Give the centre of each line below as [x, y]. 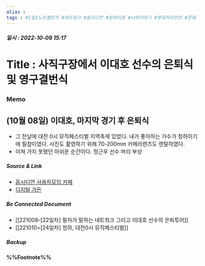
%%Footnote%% [29, 257]
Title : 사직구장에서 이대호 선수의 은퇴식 [100, 65]
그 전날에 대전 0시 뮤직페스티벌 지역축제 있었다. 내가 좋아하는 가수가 [96, 136]
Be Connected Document [39, 204]
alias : [16, 12]
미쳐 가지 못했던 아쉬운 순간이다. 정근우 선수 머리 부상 [78, 152]
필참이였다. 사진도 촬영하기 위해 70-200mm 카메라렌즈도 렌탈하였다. [103, 144]
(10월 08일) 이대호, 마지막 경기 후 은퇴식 [78, 120]
